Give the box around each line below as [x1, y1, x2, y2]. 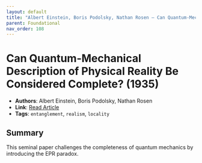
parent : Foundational [6, 20, 61, 26]
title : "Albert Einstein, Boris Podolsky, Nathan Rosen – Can [6, 14, 165, 21]
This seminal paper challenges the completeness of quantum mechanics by [6, 144, 194, 151]
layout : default [6, 8, 47, 15]
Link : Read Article [14, 104, 60, 111]
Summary [6, 127, 44, 138]
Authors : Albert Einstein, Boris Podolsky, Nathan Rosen [14, 97, 153, 104]
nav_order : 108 [6, 25, 44, 32]
